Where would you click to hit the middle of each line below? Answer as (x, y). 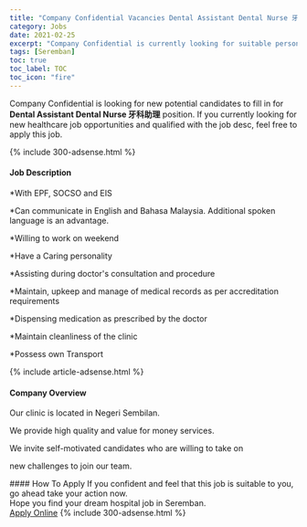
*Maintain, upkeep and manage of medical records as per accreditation (144, 291)
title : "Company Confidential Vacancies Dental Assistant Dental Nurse (148, 18)
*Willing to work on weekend (64, 237)
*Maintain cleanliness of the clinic (74, 336)
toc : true (28, 60)
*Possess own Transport (56, 353)
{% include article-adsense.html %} (77, 372)
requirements (35, 300)
